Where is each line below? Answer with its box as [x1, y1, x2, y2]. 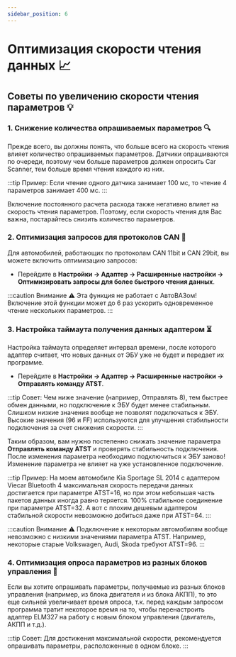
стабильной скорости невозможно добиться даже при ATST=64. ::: [7, 512, 211, 520]
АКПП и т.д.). [7, 620, 47, 629]
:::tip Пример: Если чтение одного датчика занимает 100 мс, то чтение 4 [7, 178, 227, 187]
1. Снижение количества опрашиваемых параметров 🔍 [7, 123, 211, 133]
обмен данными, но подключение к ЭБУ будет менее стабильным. [7, 401, 210, 409]
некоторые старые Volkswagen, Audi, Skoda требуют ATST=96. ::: [7, 540, 206, 548]
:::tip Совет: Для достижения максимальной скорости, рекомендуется [7, 634, 222, 643]
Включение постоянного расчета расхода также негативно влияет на [7, 199, 219, 208]
